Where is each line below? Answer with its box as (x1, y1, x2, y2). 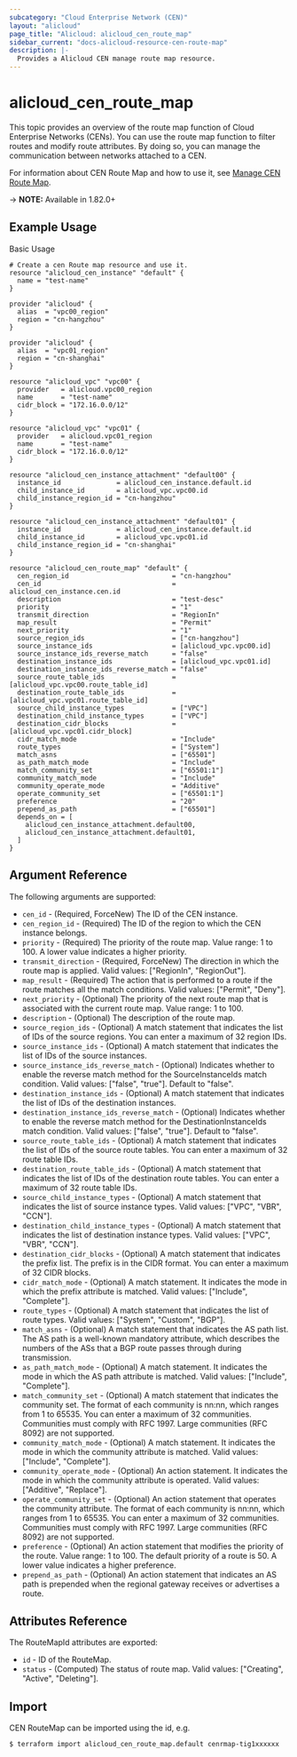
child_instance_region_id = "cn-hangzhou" (17, 494, 176, 503)
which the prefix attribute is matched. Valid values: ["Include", (21, 1285, 248, 1297)
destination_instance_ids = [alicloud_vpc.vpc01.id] (17, 656, 272, 666)
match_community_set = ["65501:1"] (17, 766, 224, 775)
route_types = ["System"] (17, 743, 220, 751)
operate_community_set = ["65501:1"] (17, 789, 224, 798)
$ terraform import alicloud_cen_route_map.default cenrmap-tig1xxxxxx (9, 1740, 279, 1749)
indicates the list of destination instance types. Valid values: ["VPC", (21, 1229, 270, 1240)
